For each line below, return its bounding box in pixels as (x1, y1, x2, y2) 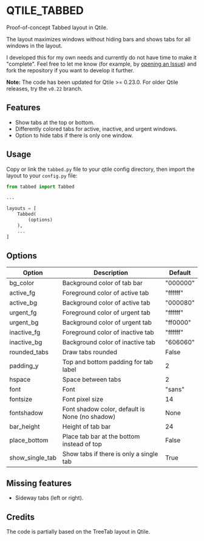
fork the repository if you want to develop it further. (6, 66, 135, 74)
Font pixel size (62, 395, 103, 404)
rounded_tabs (9, 348, 49, 356)
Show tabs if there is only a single (62, 450, 158, 458)
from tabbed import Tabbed (6, 184, 75, 190)
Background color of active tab (62, 298, 151, 307)
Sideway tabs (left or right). (15, 494, 84, 501)
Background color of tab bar (62, 279, 143, 288)
